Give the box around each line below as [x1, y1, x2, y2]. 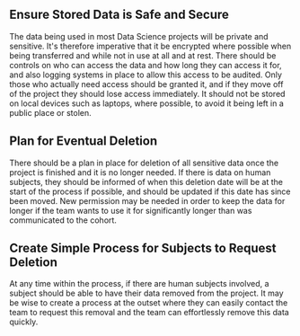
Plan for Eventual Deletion [9, 134, 158, 149]
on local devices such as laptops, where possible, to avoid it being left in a [9, 98, 285, 109]
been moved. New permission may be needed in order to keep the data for [9, 195, 286, 206]
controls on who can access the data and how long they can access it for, [9, 59, 282, 70]
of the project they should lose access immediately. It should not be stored [9, 88, 286, 99]
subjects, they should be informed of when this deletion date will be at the [9, 176, 283, 187]
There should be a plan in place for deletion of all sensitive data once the [9, 157, 279, 168]
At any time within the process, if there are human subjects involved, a [9, 279, 269, 289]
